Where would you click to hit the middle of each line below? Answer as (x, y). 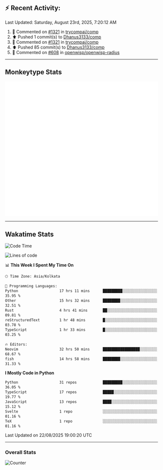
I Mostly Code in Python (30, 373)
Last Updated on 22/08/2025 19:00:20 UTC (49, 435)
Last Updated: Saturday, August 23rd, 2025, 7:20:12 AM (61, 22)
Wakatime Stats (30, 234)
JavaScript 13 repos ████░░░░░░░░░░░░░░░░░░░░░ (81, 402)
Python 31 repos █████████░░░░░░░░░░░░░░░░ (81, 382)
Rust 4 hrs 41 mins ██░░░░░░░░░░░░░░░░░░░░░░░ (81, 310)
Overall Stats (21, 452)
